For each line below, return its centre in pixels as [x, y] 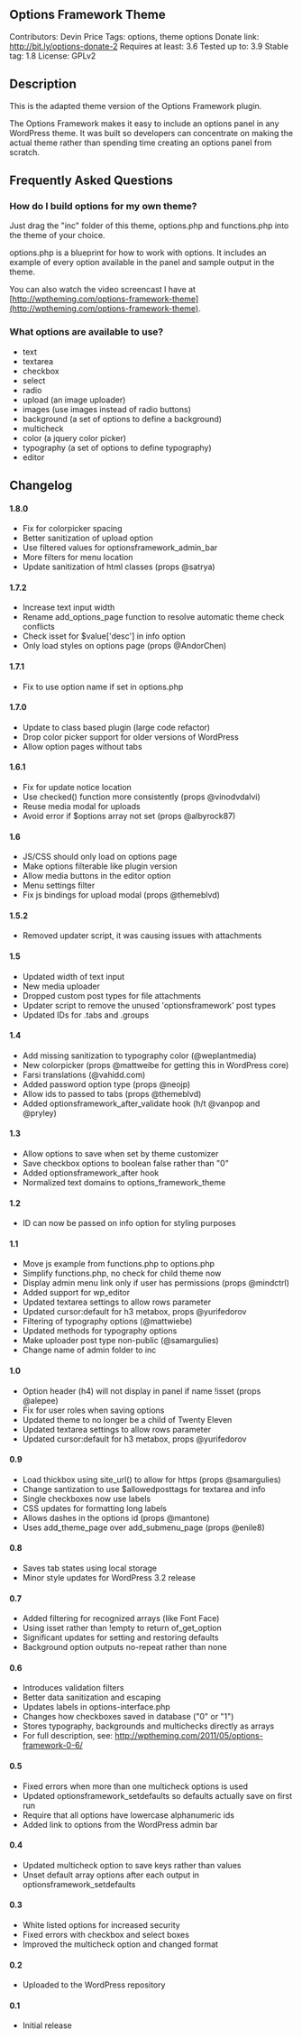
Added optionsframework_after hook [91, 1173]
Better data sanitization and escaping [92, 1697]
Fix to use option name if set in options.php [103, 687]
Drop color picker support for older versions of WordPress [130, 737]
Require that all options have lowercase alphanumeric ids [128, 1815]
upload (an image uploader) [74, 400]
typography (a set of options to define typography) [117, 447]
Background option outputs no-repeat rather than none [124, 1647]
